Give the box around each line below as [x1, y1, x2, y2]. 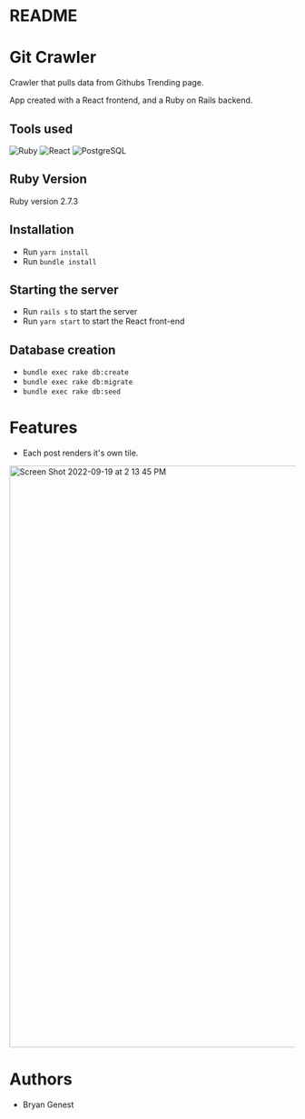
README [9, 5, 78, 26]
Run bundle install [22, 255, 97, 266]
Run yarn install [22, 246, 89, 257]
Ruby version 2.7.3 [9, 195, 79, 206]
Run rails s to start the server [22, 306, 138, 317]
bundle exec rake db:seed [22, 387, 121, 396]
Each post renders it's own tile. [22, 447, 139, 459]
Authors [9, 1069, 73, 1090]
